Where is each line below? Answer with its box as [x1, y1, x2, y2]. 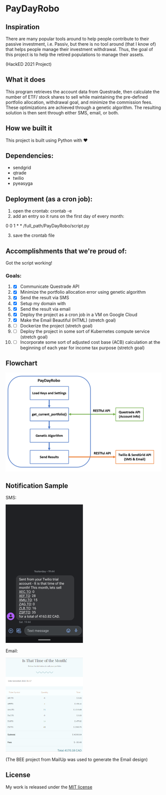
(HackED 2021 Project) [5, 61, 52, 67]
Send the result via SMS [20, 295, 70, 301]
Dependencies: [5, 152, 54, 160]
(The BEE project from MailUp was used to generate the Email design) [5, 756, 148, 762]
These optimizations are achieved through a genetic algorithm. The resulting [5, 105, 161, 110]
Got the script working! [5, 260, 52, 266]
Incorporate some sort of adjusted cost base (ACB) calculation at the [20, 339, 161, 345]
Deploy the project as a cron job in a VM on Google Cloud [20, 312, 138, 318]
